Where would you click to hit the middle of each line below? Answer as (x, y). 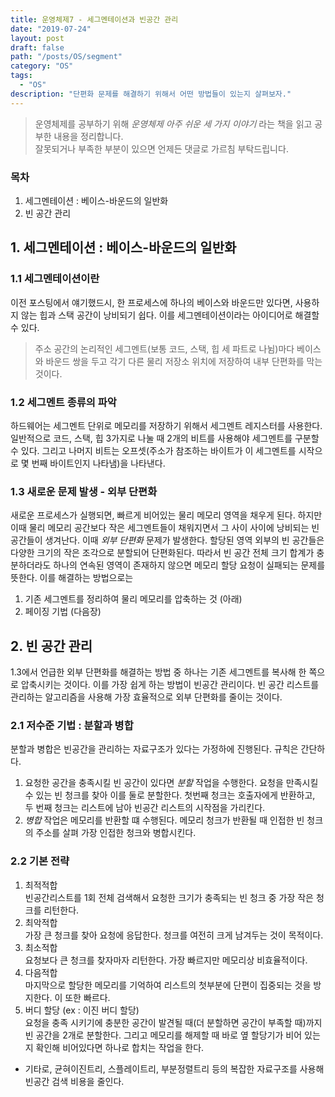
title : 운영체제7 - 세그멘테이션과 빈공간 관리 (94, 19)
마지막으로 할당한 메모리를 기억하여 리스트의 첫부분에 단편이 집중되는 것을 (168, 985)
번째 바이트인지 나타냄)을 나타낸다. (98, 463)
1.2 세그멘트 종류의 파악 (63, 402)
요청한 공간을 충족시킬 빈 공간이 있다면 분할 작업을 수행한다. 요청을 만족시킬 (171, 783)
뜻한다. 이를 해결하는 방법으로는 (72, 578)
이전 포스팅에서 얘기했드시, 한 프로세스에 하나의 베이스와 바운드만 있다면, (151, 302)
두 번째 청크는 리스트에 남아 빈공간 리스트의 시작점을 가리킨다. (145, 808)
